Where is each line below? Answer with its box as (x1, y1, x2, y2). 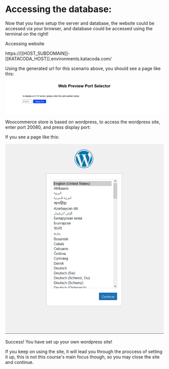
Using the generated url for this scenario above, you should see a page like (5, 65, 161, 71)
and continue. (5, 359, 34, 365)
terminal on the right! (5, 31, 49, 37)
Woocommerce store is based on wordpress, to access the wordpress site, (5, 119, 160, 125)
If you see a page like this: (5, 134, 59, 140)
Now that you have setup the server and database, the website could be (5, 20, 155, 26)
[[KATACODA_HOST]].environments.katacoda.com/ (5, 55, 112, 61)
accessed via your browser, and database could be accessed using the (5, 25, 153, 31)
